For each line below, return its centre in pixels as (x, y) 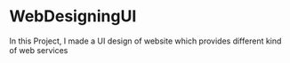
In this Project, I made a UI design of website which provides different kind (145, 41)
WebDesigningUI (73, 16)
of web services (39, 50)
